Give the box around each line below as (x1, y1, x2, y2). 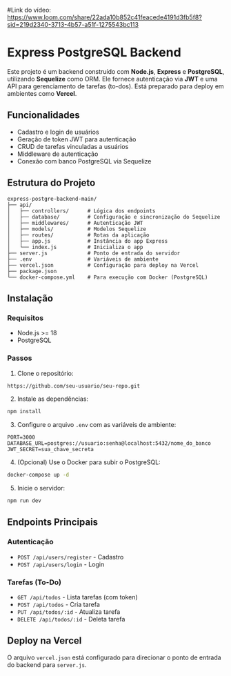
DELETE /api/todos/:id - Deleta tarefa (17, 615, 125, 624)
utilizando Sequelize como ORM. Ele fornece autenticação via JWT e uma (7, 74, 219, 83)
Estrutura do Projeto (7, 177, 96, 189)
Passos (7, 353, 32, 363)
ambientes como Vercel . (7, 89, 77, 97)
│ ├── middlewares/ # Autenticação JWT (7, 219, 143, 226)
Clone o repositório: (17, 369, 74, 377)
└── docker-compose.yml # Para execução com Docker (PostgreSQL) (7, 274, 208, 281)
